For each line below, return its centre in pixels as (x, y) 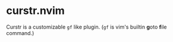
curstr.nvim (36, 11)
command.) (20, 33)
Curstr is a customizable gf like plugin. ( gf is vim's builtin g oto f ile (86, 27)
